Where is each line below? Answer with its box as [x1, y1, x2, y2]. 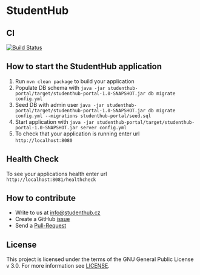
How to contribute [6, 193, 76, 203]
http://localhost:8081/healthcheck [6, 177, 96, 183]
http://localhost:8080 [15, 137, 73, 143]
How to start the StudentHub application [6, 61, 162, 72]
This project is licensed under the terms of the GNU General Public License [6, 256, 194, 263]
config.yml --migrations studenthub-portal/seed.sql [15, 113, 152, 119]
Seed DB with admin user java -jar [15, 101, 105, 108]
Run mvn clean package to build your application [15, 77, 135, 85]
